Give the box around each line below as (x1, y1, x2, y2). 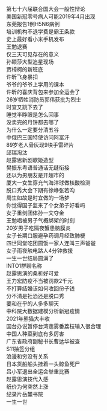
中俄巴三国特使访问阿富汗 (6, 134, 70, 141)
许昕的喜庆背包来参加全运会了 (6, 88, 80, 95)
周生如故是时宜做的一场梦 (6, 194, 70, 201)
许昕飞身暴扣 (6, 73, 38, 80)
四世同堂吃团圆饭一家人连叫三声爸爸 (6, 239, 96, 247)
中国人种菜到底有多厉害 (6, 330, 64, 337)
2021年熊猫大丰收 (6, 315, 50, 322)
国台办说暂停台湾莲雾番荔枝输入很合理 (6, 323, 101, 329)
